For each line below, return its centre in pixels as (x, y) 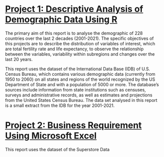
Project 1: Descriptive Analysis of (74, 9)
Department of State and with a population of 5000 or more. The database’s (82, 84)
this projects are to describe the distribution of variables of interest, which (80, 43)
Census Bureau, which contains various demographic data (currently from (80, 74)
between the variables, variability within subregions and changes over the (80, 54)
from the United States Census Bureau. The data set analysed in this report (81, 100)
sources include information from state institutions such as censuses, (76, 90)
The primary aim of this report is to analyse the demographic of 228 (74, 33)
